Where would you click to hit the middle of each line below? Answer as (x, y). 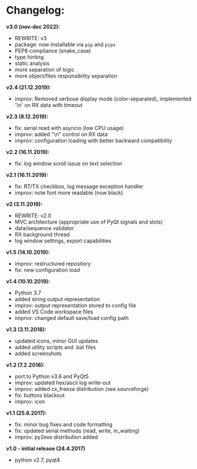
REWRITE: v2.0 (33, 215)
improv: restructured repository (53, 263)
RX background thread (42, 234)
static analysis (32, 63)
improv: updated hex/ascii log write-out (63, 383)
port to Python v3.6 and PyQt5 (52, 376)
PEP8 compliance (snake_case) (53, 50)
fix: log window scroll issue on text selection (68, 163)
